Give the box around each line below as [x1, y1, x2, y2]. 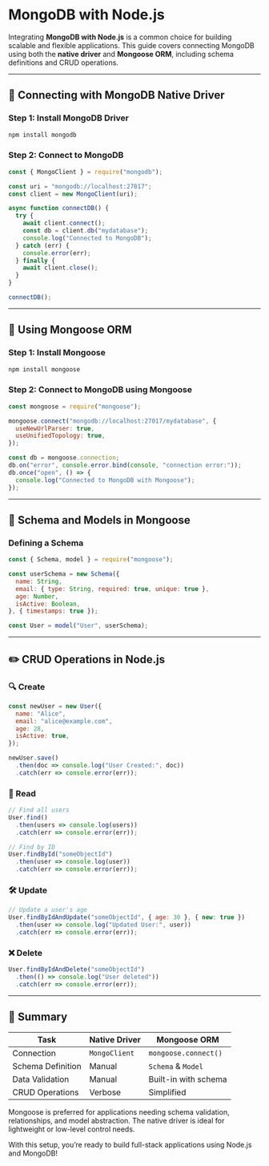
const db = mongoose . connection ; [8, 454, 120, 462]
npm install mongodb [8, 131, 78, 139]
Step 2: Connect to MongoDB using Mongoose [8, 384, 192, 395]
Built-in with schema [148, 1073, 227, 1084]
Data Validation [12, 1073, 70, 1084]
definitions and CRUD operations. [8, 58, 118, 67]
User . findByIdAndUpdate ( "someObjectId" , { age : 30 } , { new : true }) [8, 913, 246, 921]
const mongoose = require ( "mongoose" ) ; [8, 403, 142, 411]
